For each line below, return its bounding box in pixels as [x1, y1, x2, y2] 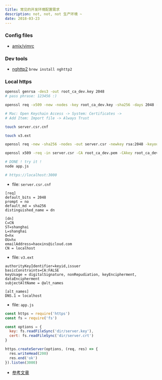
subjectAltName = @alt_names [5, 280, 64, 286]
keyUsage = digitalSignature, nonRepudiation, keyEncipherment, [5, 272, 137, 277]
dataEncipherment [5, 276, 40, 281]
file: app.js [12, 302, 34, 307]
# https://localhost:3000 [5, 172, 57, 177]
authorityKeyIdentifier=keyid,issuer [5, 263, 81, 269]
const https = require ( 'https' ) [5, 311, 70, 316]
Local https [5, 78, 32, 85]
